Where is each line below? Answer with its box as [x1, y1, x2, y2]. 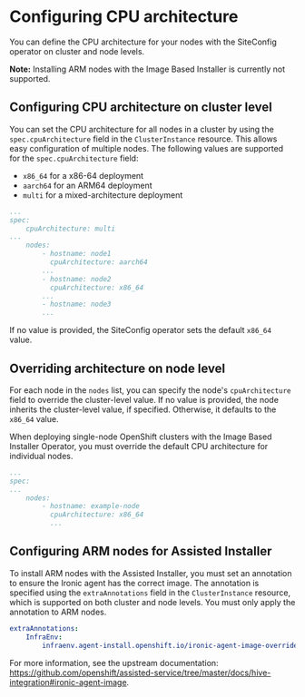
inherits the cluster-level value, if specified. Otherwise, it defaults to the [9, 404, 277, 415]
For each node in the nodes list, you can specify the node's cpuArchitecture [9, 384, 292, 396]
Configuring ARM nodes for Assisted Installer [9, 544, 272, 559]
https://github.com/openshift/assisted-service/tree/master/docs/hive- [9, 667, 271, 678]
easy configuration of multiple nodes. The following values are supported [9, 142, 284, 153]
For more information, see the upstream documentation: [9, 657, 220, 668]
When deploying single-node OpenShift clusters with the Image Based [9, 431, 272, 442]
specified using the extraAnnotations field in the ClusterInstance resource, [9, 587, 291, 598]
